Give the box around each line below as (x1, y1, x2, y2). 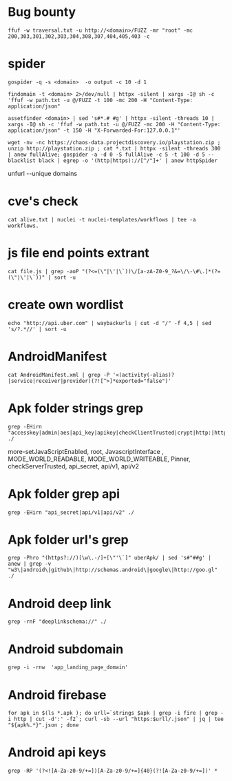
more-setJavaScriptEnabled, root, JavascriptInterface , (8, 447, 164, 455)
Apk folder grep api (8, 486, 120, 502)
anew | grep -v (8, 560, 52, 568)
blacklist (8, 157, 36, 164)
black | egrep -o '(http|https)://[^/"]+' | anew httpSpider (38, 157, 218, 164)
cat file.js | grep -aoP (8, 268, 79, 275)
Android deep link (8, 595, 112, 611)
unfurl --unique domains (8, 169, 78, 177)
